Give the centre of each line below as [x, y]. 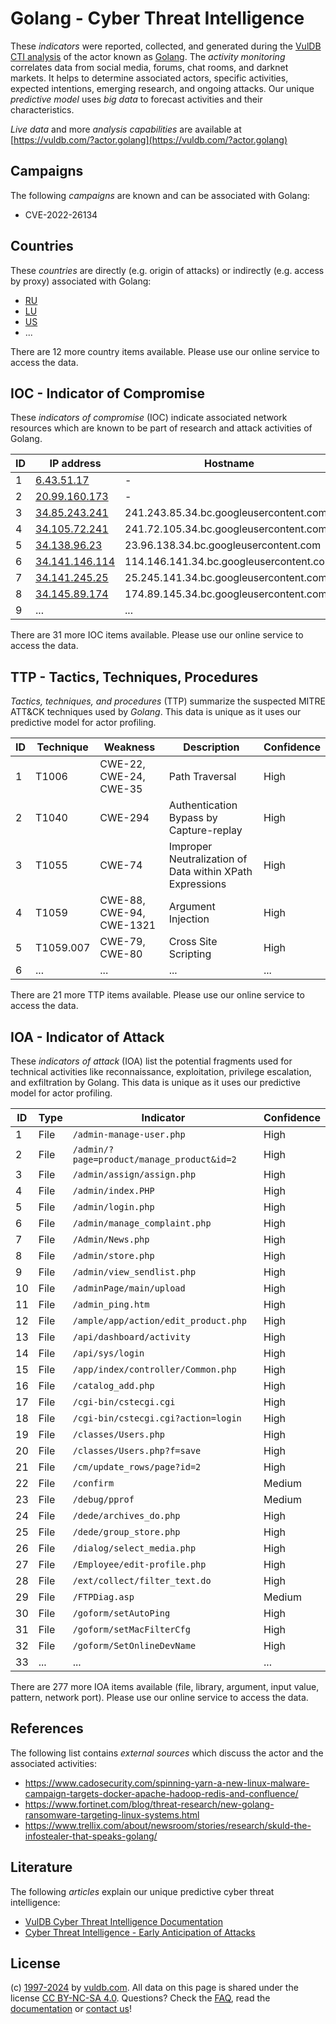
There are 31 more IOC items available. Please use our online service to [157, 635]
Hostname [229, 464]
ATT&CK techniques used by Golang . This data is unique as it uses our [156, 712]
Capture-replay [205, 830]
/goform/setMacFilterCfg [131, 1629]
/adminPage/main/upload [129, 1288]
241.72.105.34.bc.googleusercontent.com [226, 529]
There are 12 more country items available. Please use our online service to [165, 351]
